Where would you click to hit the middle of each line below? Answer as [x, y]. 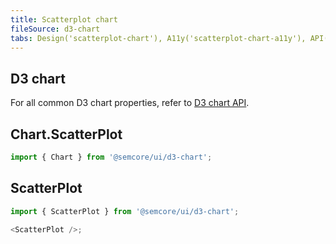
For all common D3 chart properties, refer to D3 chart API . [130, 103]
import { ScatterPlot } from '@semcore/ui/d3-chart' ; [125, 211]
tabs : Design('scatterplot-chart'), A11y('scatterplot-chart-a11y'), [158, 38]
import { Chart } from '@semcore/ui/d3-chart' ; [111, 157]
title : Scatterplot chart [64, 19]
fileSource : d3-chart [55, 29]
